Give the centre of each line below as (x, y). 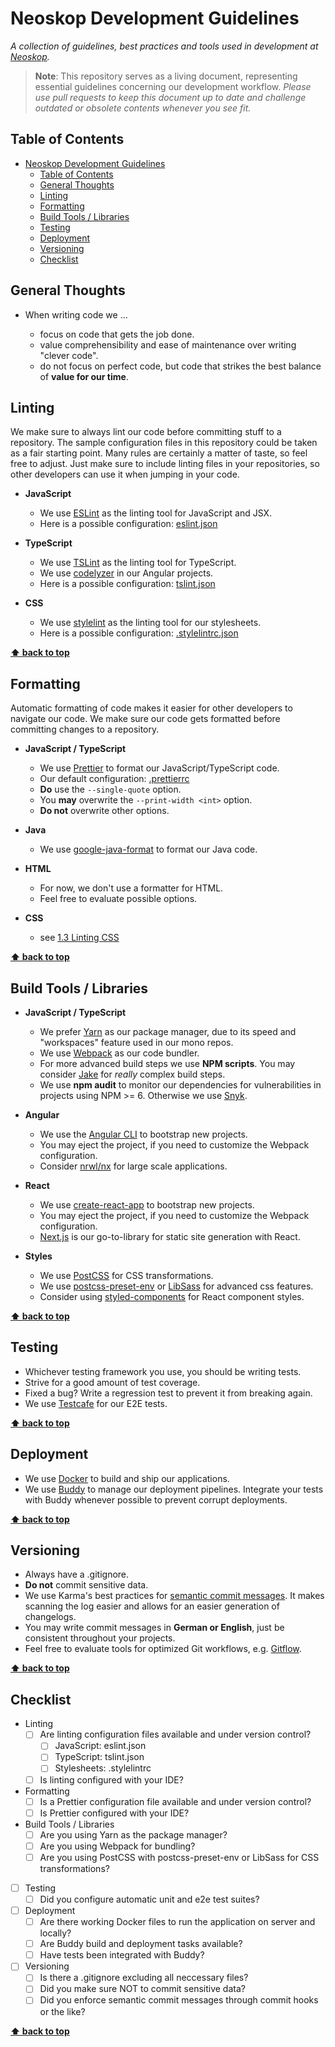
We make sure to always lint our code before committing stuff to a (146, 432)
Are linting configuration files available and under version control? (175, 1734)
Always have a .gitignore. (77, 1574)
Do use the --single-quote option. (110, 789)
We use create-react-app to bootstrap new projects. (147, 1205)
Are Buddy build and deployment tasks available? (141, 1944)
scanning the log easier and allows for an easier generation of (152, 1606)
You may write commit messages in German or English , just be (154, 1628)
